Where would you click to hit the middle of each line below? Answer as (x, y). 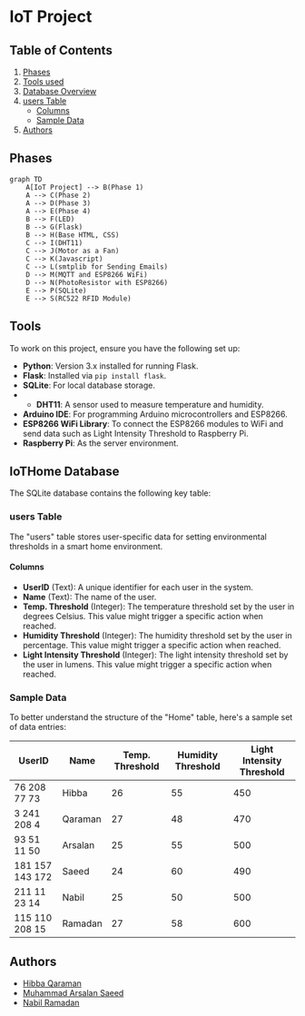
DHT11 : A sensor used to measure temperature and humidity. (150, 404)
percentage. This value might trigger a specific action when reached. (152, 645)
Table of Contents (61, 50)
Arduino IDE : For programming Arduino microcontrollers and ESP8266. (155, 414)
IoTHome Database (64, 472)
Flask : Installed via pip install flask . (94, 375)
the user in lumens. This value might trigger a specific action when (147, 664)
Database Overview (59, 91)
